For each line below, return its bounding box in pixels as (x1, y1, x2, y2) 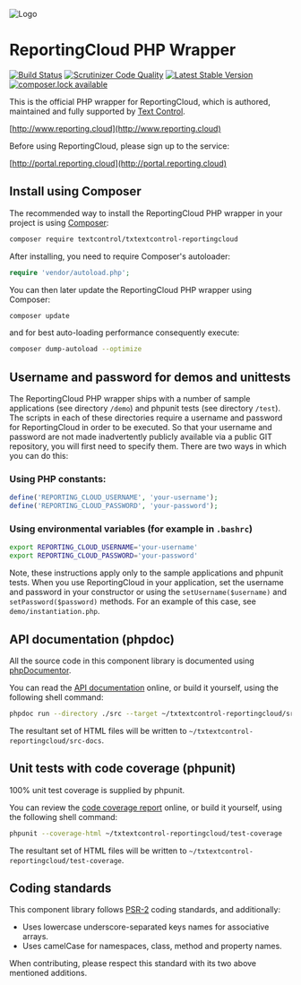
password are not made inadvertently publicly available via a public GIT (9, 431, 273, 443)
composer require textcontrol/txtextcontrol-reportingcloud (9, 234, 239, 244)
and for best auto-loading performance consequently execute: (9, 327, 240, 338)
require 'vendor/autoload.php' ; (9, 268, 130, 277)
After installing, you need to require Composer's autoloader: (9, 251, 231, 262)
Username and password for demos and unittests (9, 369, 291, 384)
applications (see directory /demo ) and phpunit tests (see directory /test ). (9, 403, 280, 414)
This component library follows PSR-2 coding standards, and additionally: (9, 904, 280, 915)
